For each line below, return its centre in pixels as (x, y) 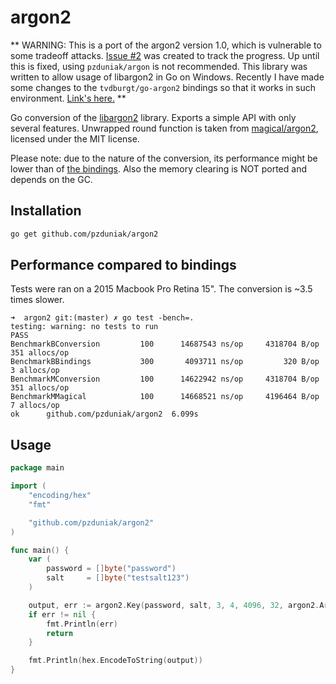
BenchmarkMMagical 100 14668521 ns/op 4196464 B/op (165, 397)
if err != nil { (62, 614)
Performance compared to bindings (123, 265)
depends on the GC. (51, 179)
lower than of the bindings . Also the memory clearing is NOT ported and (158, 168)
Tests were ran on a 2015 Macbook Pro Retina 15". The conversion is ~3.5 (161, 289)
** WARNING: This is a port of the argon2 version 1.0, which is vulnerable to (166, 45)
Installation (46, 211)
